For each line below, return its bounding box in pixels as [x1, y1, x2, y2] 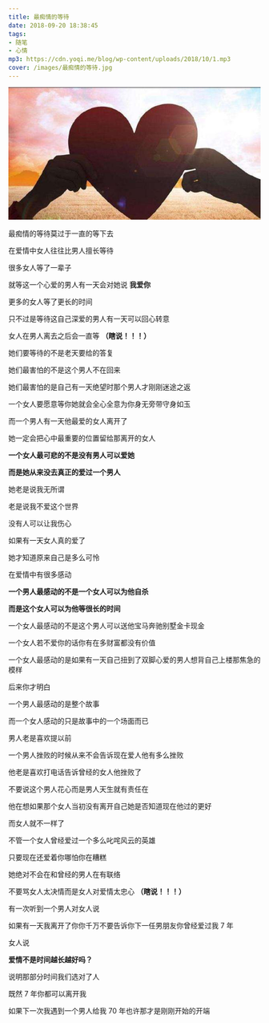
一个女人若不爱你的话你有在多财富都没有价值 [8, 638, 156, 647]
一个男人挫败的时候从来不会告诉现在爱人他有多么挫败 [8, 750, 184, 760]
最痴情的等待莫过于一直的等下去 [8, 229, 114, 238]
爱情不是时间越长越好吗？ [8, 955, 93, 964]
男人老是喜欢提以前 [8, 733, 72, 743]
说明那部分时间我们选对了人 [8, 972, 100, 982]
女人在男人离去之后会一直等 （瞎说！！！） [8, 331, 151, 341]
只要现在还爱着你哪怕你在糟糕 [8, 853, 106, 863]
